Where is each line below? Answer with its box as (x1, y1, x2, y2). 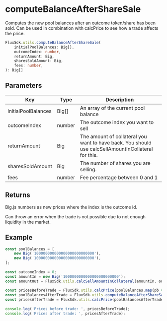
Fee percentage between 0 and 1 (80, 174, 158, 181)
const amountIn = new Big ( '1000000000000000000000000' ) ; (5, 274, 126, 279)
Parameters (5, 81, 42, 90)
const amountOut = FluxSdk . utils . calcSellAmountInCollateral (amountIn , (5, 279, 157, 284)
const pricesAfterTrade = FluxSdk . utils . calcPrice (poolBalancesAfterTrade (5, 297, 164, 302)
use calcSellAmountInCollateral (80, 145, 153, 152)
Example (5, 233, 33, 242)
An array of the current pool (80, 104, 145, 111)
